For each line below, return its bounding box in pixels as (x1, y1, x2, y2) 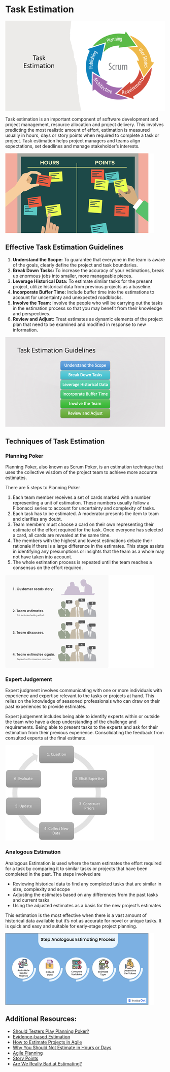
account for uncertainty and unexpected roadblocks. (12, 294, 123, 301)
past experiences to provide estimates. (5, 703, 87, 710)
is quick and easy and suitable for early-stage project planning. (5, 923, 138, 929)
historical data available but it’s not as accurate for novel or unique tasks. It (5, 917, 162, 924)
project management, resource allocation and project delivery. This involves (5, 121, 164, 128)
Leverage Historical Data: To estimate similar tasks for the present (12, 278, 153, 284)
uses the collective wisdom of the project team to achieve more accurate (5, 469, 158, 475)
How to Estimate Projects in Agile (12, 1039, 82, 1045)
